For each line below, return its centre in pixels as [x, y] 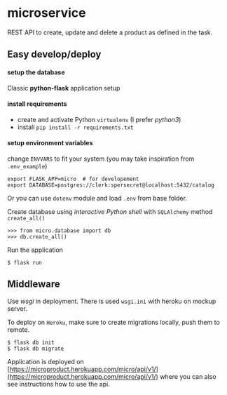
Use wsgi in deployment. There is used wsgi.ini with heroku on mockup [112, 301]
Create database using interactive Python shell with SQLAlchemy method [110, 211]
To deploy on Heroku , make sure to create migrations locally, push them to [114, 322]
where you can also [188, 376]
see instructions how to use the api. [59, 384]
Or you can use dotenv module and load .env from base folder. [97, 198]
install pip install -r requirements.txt [75, 127]
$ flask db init [31, 342]
